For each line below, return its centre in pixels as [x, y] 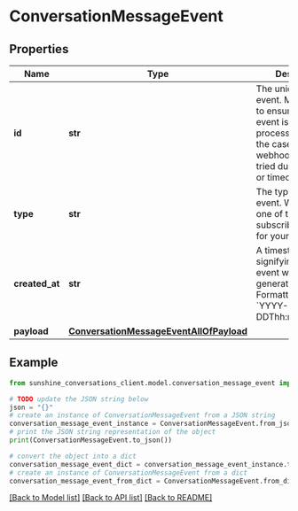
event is [272, 122]
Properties [39, 49]
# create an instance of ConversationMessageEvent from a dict [129, 472]
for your [273, 236]
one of [270, 214]
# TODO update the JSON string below [79, 399]
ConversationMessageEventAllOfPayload [158, 331]
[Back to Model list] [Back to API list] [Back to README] [111, 498]
